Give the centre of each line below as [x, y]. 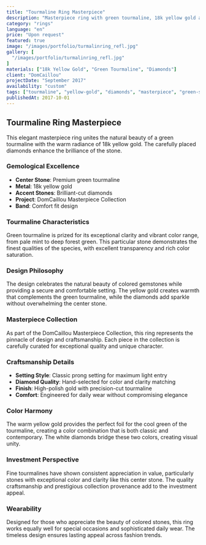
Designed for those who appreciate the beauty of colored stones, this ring [100, 522]
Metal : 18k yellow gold [44, 186]
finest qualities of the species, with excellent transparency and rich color [98, 248]
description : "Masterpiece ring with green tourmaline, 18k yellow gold [101, 18]
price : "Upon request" [35, 35]
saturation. [20, 255]
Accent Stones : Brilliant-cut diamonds [64, 193]
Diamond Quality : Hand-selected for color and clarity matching [95, 382]
